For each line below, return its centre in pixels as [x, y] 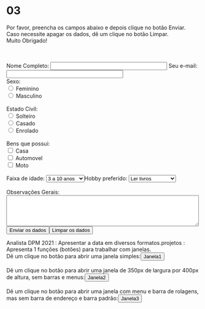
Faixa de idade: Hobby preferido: [67, 178]
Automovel [29, 158]
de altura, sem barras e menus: [46, 277]
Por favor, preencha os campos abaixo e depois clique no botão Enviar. [96, 27]
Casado [25, 123]
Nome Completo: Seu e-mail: [102, 65]
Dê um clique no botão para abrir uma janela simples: [73, 256]
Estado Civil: [22, 109]
